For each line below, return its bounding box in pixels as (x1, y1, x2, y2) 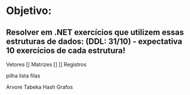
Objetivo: (6, 4, 52, 17)
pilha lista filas (6, 72, 41, 79)
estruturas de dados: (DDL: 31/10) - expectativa (6, 36, 182, 46)
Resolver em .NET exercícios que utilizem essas (6, 27, 184, 37)
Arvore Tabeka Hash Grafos (6, 83, 73, 90)
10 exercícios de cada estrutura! (6, 45, 126, 55)
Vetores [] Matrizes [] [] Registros (6, 61, 87, 68)
